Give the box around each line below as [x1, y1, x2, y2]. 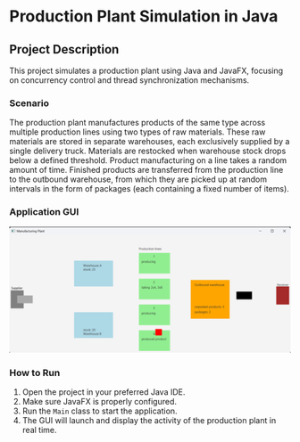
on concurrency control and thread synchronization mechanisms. [9, 75, 250, 86]
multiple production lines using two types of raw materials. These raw [9, 127, 266, 137]
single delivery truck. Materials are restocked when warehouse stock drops [9, 145, 287, 157]
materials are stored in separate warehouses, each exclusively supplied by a [9, 136, 290, 147]
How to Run [9, 366, 61, 379]
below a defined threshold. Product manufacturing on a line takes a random [9, 155, 287, 166]
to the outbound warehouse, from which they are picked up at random [9, 174, 268, 184]
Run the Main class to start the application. [21, 405, 178, 416]
